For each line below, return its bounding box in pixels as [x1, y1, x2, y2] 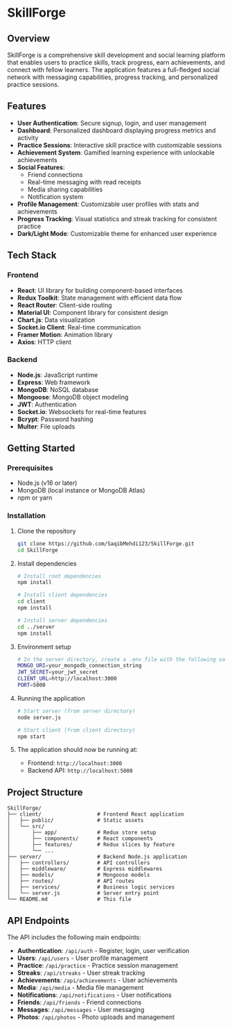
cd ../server [17, 623, 55, 631]
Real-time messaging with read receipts [27, 178, 142, 186]
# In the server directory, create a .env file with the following [17, 656, 216, 663]
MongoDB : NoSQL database [17, 385, 99, 393]
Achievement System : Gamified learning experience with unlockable [17, 148, 215, 157]
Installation [7, 511, 46, 521]
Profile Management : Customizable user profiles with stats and [17, 200, 199, 208]
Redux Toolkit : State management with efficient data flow [17, 293, 182, 302]
